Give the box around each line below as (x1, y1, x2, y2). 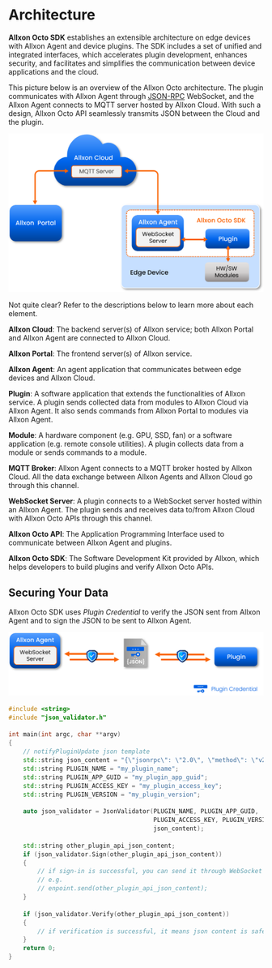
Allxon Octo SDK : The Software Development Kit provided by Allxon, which (8, 554, 260, 563)
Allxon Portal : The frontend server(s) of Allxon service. (8, 349, 193, 358)
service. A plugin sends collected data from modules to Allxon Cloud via (8, 397, 249, 407)
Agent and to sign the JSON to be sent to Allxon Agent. (8, 616, 192, 626)
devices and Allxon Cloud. (8, 373, 96, 383)
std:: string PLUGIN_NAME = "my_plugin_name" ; (23, 765, 180, 773)
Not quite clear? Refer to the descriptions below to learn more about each (8, 300, 253, 310)
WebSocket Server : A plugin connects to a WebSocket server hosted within (8, 496, 262, 506)
